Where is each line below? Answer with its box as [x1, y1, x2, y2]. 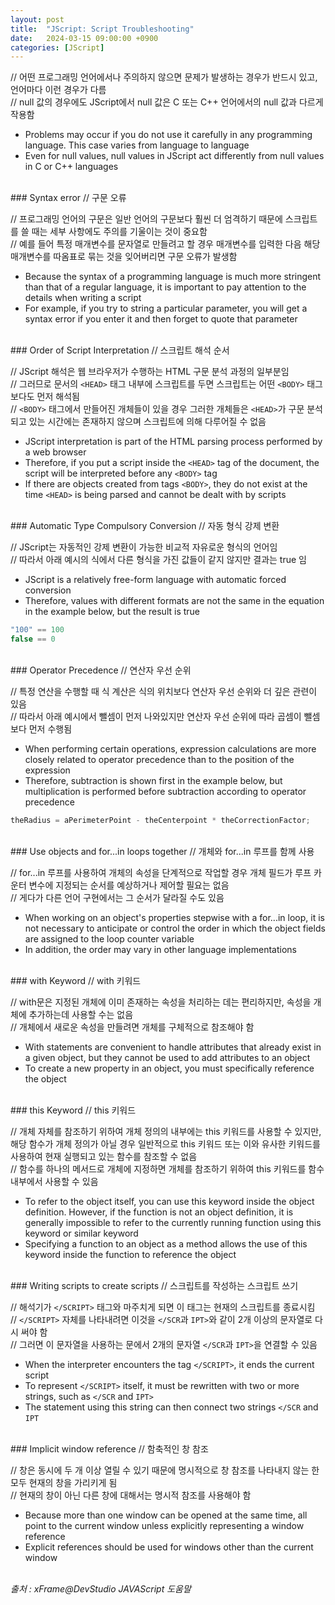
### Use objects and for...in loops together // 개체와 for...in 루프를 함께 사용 [10, 845, 315, 857]
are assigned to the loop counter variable [24, 932, 195, 945]
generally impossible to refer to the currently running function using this [24, 1216, 322, 1228]
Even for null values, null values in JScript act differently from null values [24, 150, 325, 162]
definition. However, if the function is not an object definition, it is [24, 1206, 294, 1218]
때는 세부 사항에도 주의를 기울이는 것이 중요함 [31, 226, 208, 238]
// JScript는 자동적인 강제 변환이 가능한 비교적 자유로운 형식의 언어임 [10, 541, 278, 553]
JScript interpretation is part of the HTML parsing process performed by [24, 436, 323, 448]
